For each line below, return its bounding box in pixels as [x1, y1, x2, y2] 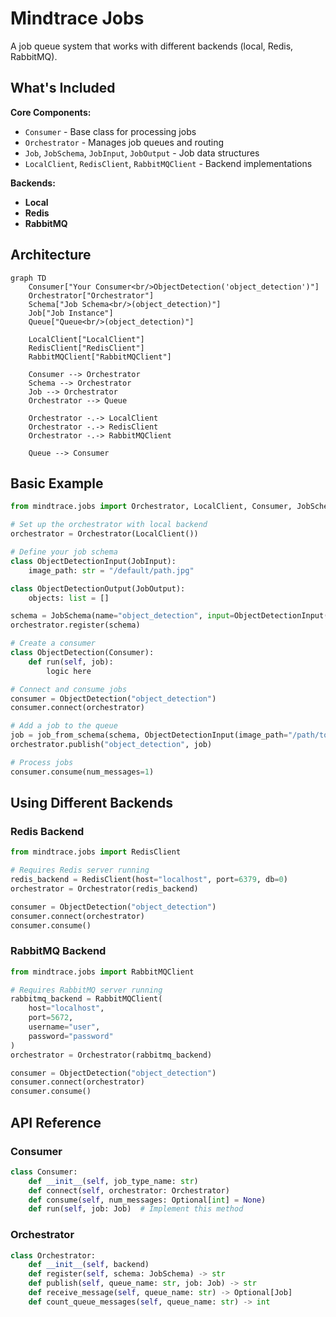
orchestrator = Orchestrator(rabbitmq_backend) [10, 1050, 213, 1060]
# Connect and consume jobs [10, 684, 128, 694]
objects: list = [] [28, 593, 110, 603]
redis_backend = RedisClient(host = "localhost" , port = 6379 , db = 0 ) [10, 875, 288, 885]
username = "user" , [28, 1022, 101, 1032]
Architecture [10, 247, 92, 264]
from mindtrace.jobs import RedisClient [10, 847, 182, 857]
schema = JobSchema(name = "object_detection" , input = [10, 611, 235, 621]
